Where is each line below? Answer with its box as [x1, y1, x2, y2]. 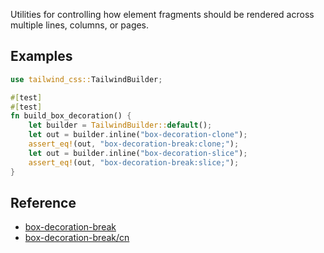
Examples [10, 48, 73, 65]
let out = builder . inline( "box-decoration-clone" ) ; [28, 130, 248, 140]
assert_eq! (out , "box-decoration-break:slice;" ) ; [28, 157, 240, 168]
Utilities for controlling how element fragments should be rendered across [10, 9, 315, 20]
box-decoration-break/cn [24, 232, 130, 244]
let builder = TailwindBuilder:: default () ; [28, 120, 213, 131]
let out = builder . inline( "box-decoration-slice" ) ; [28, 148, 248, 158]
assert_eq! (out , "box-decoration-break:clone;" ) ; [28, 139, 240, 149]
